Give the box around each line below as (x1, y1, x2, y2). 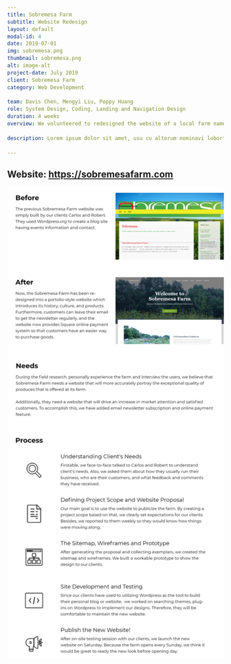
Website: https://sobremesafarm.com (7, 168, 173, 180)
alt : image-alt (7, 62, 51, 69)
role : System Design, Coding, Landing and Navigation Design (7, 105, 186, 113)
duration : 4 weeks (7, 113, 60, 120)
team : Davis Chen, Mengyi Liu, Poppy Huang (7, 99, 134, 105)
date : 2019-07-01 (7, 40, 57, 48)
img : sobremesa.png (7, 48, 63, 54)
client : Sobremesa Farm (7, 77, 76, 83)
